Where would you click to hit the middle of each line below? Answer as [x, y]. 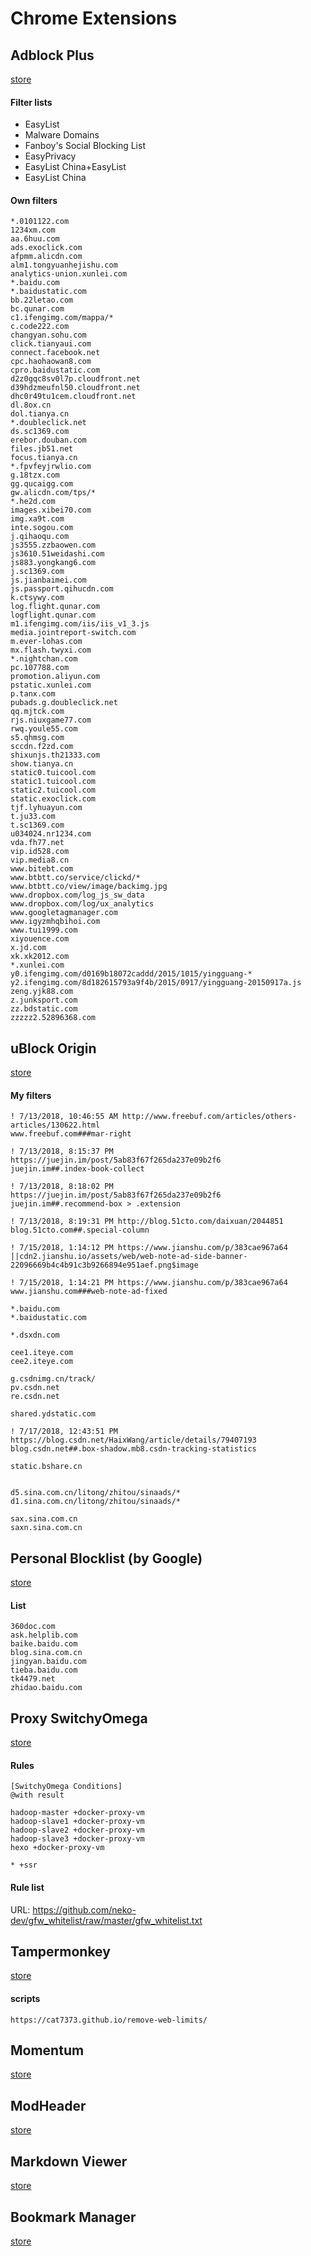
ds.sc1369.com [40, 432]
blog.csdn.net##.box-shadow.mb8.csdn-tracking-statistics [133, 1449]
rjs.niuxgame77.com [51, 720]
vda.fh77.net [37, 843]
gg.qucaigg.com [42, 484]
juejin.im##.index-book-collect [77, 1169]
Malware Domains [62, 135]
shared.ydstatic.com [53, 1414]
